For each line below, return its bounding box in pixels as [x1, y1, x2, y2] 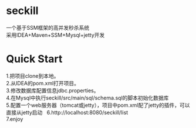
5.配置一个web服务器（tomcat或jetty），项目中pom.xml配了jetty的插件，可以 [6, 101, 190, 109]
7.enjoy [6, 115, 23, 122]
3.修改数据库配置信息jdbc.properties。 [6, 87, 99, 94]
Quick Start [6, 53, 63, 65]
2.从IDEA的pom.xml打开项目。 [6, 79, 80, 87]
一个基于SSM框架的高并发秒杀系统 [6, 24, 90, 31]
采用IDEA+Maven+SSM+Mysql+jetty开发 [6, 31, 105, 39]
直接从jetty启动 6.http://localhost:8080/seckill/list [6, 109, 129, 116]
